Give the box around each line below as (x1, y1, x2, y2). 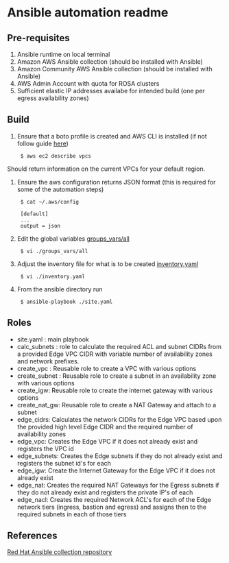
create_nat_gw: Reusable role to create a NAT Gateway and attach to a (16, 400, 217, 409)
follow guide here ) (16, 139, 69, 147)
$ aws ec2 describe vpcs (20, 152, 91, 159)
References (7, 530, 58, 542)
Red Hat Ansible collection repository (7, 548, 112, 556)
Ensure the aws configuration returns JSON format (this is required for (16, 178, 216, 186)
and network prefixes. (16, 357, 80, 365)
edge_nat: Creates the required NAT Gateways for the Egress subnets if (16, 481, 219, 489)
